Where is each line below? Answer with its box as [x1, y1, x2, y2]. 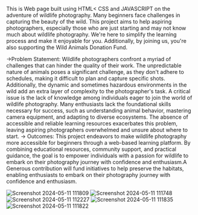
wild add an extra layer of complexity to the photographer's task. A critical [6, 88, 191, 94]
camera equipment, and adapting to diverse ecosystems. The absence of [6, 113, 189, 121]
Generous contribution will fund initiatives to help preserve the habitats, [6, 165, 184, 172]
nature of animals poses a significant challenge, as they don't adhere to [6, 68, 184, 75]
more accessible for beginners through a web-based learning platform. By [6, 139, 191, 146]
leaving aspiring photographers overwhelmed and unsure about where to [6, 127, 188, 133]
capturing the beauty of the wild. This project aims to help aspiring [6, 18, 172, 25]
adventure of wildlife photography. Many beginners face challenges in [6, 12, 180, 19]
